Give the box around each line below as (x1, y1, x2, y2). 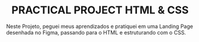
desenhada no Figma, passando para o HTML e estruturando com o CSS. (6, 29, 186, 36)
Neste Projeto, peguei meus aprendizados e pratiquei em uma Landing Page (6, 23, 194, 30)
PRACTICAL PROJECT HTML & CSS (11, 3, 189, 17)
